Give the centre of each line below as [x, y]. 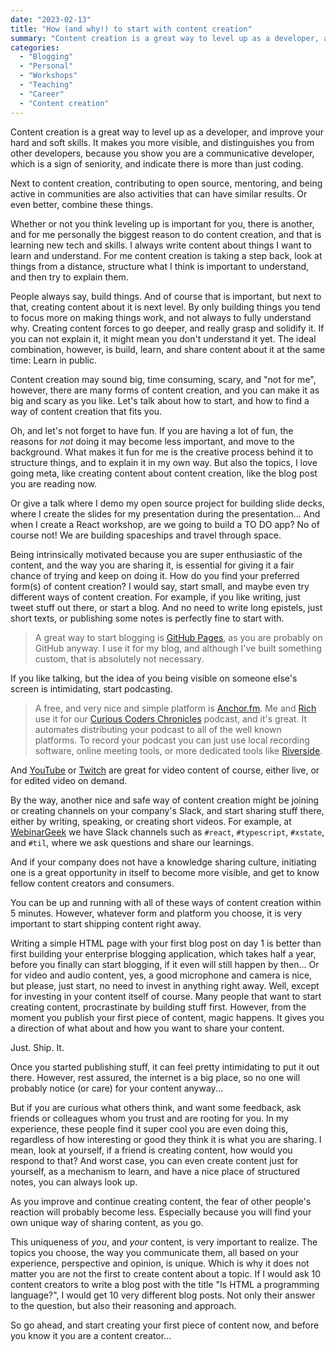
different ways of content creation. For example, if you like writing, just [155, 597]
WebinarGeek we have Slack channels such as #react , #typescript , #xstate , [167, 832]
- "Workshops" [48, 76]
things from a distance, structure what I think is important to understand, [160, 266]
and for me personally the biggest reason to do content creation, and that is [166, 234]
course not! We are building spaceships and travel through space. [146, 535]
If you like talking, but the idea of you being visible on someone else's [154, 678]
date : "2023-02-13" [51, 19]
